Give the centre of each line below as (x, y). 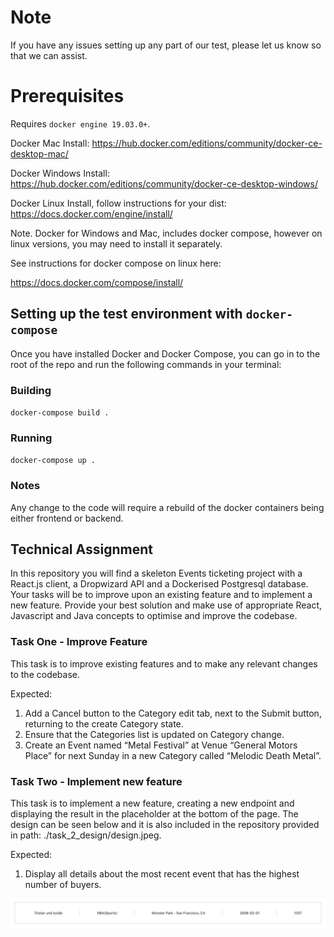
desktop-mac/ (39, 153)
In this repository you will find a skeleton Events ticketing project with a (156, 573)
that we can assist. (49, 55)
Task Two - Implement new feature (96, 781)
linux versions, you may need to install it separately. (116, 243)
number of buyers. (63, 884)
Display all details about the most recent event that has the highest (162, 873)
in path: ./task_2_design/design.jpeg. (86, 835)
